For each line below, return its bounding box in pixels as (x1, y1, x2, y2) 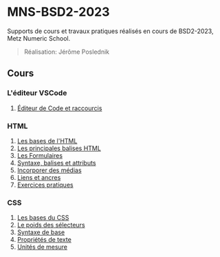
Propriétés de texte (16, 236, 72, 244)
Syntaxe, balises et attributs (16, 158, 96, 167)
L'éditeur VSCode (7, 88, 67, 98)
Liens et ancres (16, 173, 61, 181)
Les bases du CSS (16, 214, 69, 222)
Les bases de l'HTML (16, 136, 78, 145)
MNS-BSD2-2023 (7, 4, 110, 20)
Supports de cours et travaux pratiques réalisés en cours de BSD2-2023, (7, 27, 214, 35)
